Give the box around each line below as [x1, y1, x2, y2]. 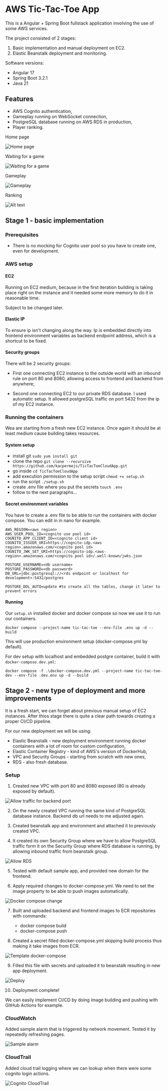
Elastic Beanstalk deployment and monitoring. [12, 50, 107, 56]
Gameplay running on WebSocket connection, [12, 113, 108, 119]
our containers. [5, 615, 37, 621]
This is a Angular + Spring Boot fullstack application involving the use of [5, 20, 154, 26]
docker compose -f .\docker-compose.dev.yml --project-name [5, 668, 134, 673]
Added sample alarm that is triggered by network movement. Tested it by [5, 1026, 156, 1032]
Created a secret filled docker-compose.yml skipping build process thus [12, 938, 162, 944]
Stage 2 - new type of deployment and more [5, 686, 145, 695]
